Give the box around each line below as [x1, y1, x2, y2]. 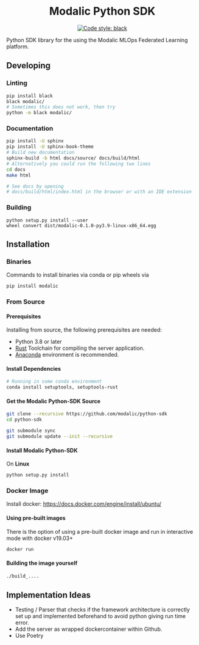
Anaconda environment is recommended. [15, 351, 119, 359]
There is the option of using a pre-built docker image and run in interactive [6, 528, 194, 535]
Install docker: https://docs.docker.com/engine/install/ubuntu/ [6, 500, 162, 508]
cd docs [6, 166, 26, 172]
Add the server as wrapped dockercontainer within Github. [15, 625, 162, 633]
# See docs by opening [6, 183, 64, 189]
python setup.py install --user [6, 217, 88, 224]
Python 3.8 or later [15, 338, 62, 346]
